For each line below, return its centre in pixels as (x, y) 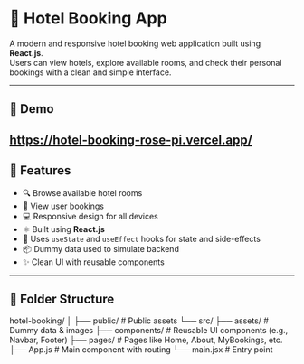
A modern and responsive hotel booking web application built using (135, 43)
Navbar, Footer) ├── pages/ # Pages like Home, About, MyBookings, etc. (146, 340)
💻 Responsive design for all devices (90, 216)
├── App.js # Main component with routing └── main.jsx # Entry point (141, 350)
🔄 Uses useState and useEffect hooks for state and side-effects (141, 238)
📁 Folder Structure (62, 299)
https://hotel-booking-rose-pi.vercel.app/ (131, 140)
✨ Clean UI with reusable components (93, 262)
